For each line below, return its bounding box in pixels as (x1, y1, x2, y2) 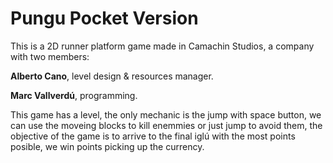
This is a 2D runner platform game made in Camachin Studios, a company (10, 40, 315, 52)
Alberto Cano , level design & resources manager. (10, 70, 214, 82)
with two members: (10, 50, 90, 62)
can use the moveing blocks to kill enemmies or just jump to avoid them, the (10, 119, 323, 131)
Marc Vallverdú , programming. (10, 89, 138, 101)
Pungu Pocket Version (10, 7, 199, 30)
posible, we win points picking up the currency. (10, 140, 205, 152)
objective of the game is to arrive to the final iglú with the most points (10, 130, 296, 142)
